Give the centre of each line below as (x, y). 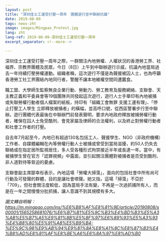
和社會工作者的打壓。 (27, 127)
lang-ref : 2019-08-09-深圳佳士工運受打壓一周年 (51, 38)
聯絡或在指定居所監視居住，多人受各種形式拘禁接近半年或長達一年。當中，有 (83, 150)
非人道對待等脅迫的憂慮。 (31, 162)
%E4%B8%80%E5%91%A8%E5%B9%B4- (49, 223)
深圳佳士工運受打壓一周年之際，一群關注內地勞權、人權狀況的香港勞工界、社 (83, 61)
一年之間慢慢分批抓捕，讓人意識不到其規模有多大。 (65, 191)
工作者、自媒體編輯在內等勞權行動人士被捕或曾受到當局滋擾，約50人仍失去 (82, 143)
